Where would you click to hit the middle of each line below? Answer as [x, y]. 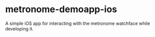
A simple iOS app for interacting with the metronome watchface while [78, 23]
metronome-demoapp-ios [61, 9]
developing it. [20, 28]
